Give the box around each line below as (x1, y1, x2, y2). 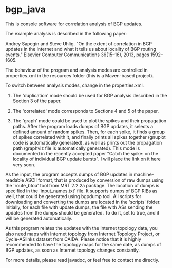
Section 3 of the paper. (12, 98, 62, 104)
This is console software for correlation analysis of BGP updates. (5, 21, 143, 27)
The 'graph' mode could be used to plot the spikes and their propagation (12, 117, 167, 124)
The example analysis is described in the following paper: (5, 30, 127, 37)
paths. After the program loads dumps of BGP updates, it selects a (12, 123, 154, 129)
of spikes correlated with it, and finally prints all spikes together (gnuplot (12, 134, 166, 140)
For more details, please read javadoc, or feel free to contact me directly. (5, 257, 160, 263)
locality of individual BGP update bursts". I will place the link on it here (12, 156, 161, 162)
